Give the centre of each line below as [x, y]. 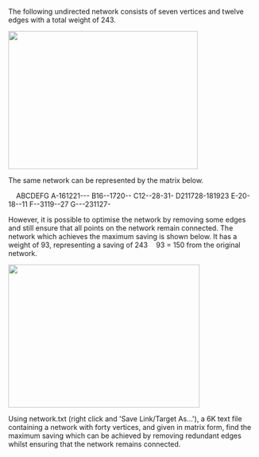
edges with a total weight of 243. [62, 20]
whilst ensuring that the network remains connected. [95, 444]
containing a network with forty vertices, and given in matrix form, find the [130, 427]
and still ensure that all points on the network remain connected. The [121, 228]
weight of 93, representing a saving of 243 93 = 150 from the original [124, 245]
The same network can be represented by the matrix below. [106, 180]
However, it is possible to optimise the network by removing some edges [127, 219]
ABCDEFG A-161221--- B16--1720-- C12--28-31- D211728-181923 [122, 196]
